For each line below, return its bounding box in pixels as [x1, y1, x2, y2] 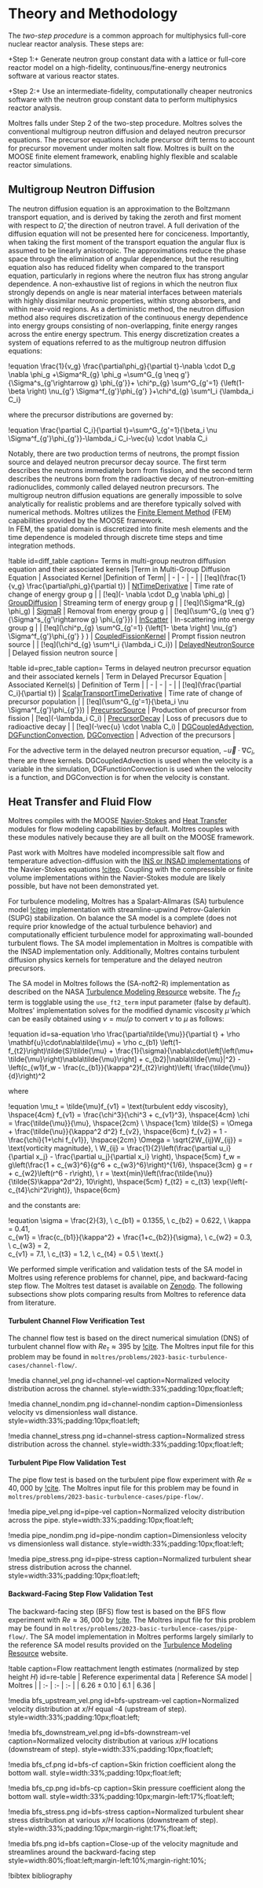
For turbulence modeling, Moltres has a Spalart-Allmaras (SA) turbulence [8, 896, 245, 906]
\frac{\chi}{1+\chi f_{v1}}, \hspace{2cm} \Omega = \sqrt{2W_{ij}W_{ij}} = [8, 1135, 243, 1145]
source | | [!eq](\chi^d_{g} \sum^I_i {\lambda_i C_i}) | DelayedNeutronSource [8, 639, 255, 649]
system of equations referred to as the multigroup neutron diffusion [8, 338, 226, 347]
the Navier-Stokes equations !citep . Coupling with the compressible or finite [8, 865, 254, 874]
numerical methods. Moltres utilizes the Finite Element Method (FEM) [8, 507, 232, 516]
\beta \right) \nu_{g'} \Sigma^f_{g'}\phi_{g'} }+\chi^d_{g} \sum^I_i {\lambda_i [8, 386, 254, 396]
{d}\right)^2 [8, 1071, 46, 1081]
